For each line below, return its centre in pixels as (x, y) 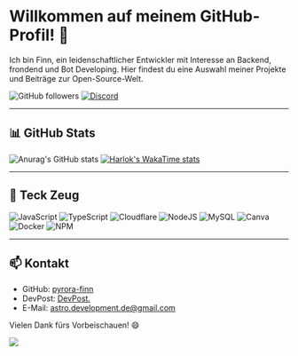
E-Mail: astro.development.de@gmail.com (98, 308)
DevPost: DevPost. (56, 298)
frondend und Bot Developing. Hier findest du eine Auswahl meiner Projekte (148, 69)
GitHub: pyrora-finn (58, 289)
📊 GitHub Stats (52, 134)
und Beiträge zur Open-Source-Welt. (76, 78)
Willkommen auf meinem (103, 16)
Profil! (32, 35)
